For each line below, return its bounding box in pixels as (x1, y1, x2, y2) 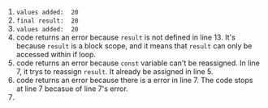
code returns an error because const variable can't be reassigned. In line (15, 58, 260, 68)
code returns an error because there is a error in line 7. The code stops (15, 76, 253, 85)
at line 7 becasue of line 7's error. (15, 84, 128, 93)
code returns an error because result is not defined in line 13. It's (15, 32, 236, 42)
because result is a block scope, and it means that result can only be (15, 41, 253, 51)
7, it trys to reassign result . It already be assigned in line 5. (15, 67, 214, 76)
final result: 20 (15, 17, 79, 25)
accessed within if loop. (15, 50, 96, 59)
